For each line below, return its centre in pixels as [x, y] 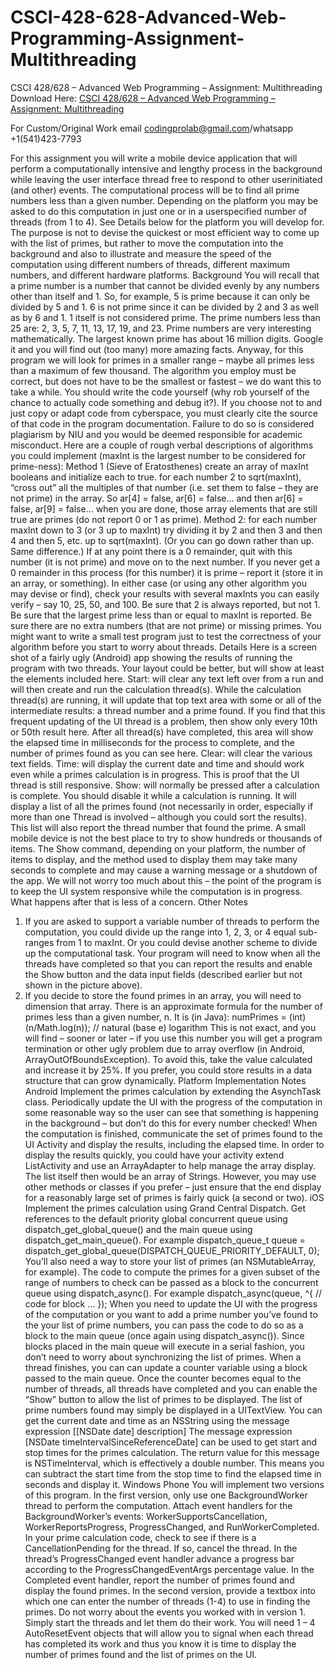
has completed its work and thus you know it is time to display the [160, 1643]
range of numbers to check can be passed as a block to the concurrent [171, 1282]
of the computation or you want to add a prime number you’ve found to [171, 1314]
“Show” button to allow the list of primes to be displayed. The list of [163, 1399]
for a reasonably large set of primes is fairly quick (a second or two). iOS [174, 1197]
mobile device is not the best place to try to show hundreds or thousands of [166, 838]
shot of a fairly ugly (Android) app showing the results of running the [151, 657]
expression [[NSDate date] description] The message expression [158, 1431]
